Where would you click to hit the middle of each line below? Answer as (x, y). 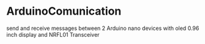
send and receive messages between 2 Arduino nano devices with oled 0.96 (103, 28)
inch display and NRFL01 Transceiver (53, 34)
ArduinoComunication (64, 11)
